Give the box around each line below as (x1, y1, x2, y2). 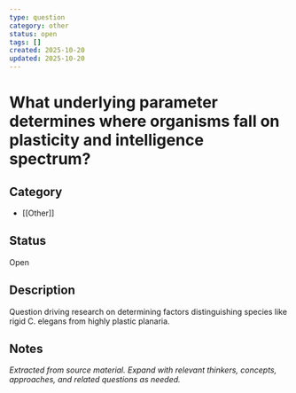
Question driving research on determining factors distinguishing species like (9, 306, 288, 317)
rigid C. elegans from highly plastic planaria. (9, 316, 170, 326)
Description (9, 283, 75, 298)
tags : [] (9, 37, 42, 47)
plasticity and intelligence (9, 130, 204, 151)
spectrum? (9, 149, 91, 169)
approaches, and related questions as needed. (9, 374, 181, 385)
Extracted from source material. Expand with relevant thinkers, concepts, (9, 365, 277, 375)
